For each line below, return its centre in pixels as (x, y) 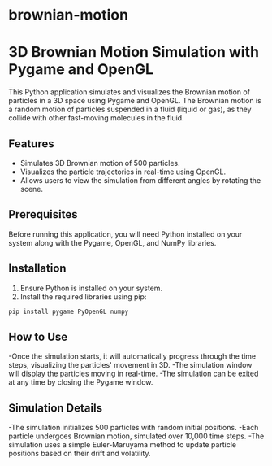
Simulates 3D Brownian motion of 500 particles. (100, 163)
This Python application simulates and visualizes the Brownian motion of (129, 92)
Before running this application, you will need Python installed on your (125, 234)
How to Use (38, 336)
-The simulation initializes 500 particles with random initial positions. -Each (134, 428)
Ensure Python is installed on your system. (91, 288)
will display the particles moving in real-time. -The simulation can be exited (134, 374)
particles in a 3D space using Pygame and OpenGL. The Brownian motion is (135, 101)
